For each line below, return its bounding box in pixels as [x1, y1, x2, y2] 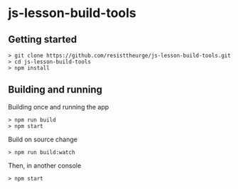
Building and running [8, 84, 102, 96]
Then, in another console [8, 161, 82, 170]
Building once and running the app [8, 102, 109, 111]
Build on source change [8, 135, 77, 144]
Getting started [8, 33, 77, 45]
